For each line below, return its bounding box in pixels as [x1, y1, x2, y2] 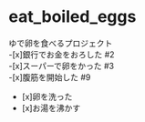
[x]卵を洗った [21, 91, 73, 102]
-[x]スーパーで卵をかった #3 [8, 60, 115, 71]
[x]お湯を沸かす [21, 102, 81, 113]
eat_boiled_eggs [8, 6, 137, 27]
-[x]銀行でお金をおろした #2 [8, 48, 115, 60]
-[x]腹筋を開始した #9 [8, 71, 91, 83]
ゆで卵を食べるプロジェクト [8, 37, 113, 48]
